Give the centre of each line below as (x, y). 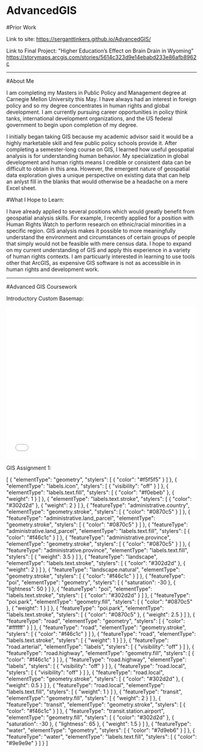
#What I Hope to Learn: (35, 200)
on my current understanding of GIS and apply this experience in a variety (98, 250)
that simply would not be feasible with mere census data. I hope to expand (99, 243)
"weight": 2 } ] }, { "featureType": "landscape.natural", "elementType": (93, 570)
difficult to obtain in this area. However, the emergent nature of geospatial (98, 168)
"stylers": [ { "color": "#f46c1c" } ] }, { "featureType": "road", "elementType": (101, 634)
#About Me (20, 81)
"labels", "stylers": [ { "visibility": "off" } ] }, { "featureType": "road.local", (96, 666)
